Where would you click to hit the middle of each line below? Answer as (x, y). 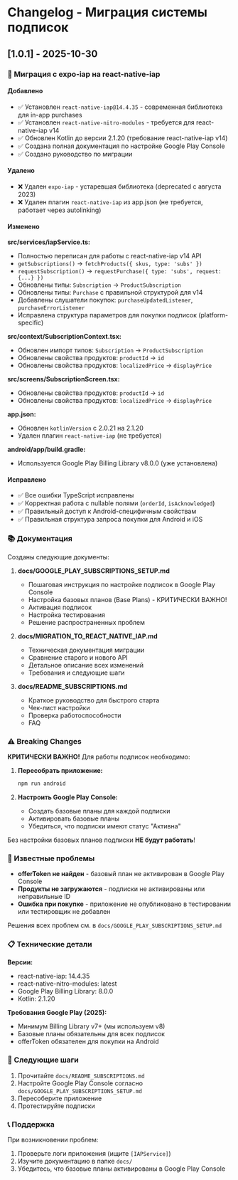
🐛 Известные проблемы (51, 858)
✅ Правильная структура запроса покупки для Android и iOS (110, 520)
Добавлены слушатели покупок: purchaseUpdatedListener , (105, 300)
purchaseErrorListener (51, 308)
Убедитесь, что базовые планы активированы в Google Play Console (121, 1169)
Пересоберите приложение (60, 1098)
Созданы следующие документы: (59, 557)
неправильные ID (44, 897)
